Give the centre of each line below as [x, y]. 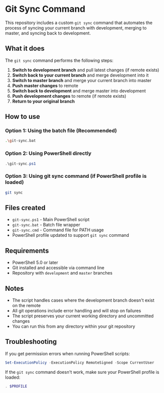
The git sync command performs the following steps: [59, 60]
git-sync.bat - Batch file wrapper [46, 225]
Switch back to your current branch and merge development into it [80, 75]
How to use [23, 117]
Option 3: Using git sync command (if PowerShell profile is [76, 176]
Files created [25, 208]
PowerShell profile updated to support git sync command [70, 235]
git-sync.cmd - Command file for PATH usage [58, 230]
